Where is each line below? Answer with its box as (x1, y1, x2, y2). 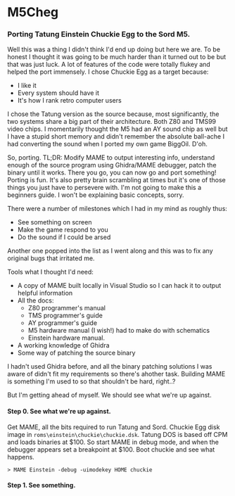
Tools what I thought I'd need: (7, 268, 94, 276)
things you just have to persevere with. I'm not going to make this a (7, 184, 202, 192)
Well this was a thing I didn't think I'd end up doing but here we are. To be (7, 45, 220, 53)
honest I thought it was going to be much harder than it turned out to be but (7, 53, 227, 61)
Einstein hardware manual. (27, 333, 106, 342)
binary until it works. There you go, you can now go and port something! (7, 168, 217, 177)
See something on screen (17, 218, 92, 227)
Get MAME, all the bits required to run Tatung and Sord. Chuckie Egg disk (7, 423, 220, 431)
